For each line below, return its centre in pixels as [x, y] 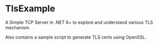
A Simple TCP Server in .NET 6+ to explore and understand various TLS [79, 22]
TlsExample [30, 9]
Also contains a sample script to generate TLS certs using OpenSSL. [76, 37]
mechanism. [18, 27]
